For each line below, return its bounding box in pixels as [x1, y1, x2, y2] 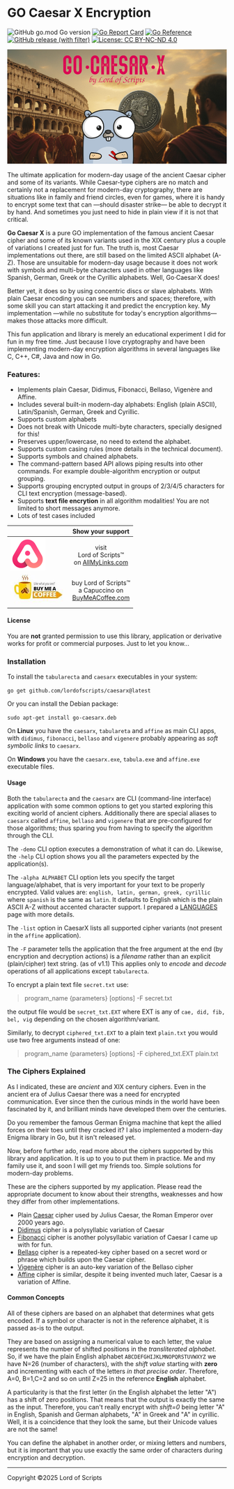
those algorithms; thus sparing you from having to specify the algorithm [7, 824, 213, 832]
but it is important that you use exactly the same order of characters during [7, 1446, 223, 1455]
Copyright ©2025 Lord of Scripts [7, 1474, 102, 1482]
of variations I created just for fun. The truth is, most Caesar [7, 244, 179, 252]
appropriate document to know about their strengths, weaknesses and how [7, 1190, 223, 1198]
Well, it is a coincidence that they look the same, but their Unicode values [7, 1418, 218, 1426]
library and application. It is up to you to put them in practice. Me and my [7, 1154, 216, 1162]
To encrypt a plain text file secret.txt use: [7, 980, 129, 988]
